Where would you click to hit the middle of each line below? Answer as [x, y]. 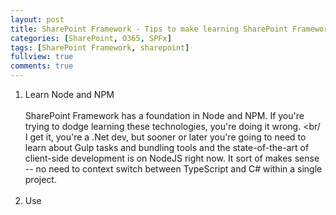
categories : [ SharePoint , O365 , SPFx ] [91, 38]
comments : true [42, 66]
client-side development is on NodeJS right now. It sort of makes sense [172, 158]
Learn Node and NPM [69, 94]
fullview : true [42, 57]
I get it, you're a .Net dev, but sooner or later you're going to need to [165, 137]
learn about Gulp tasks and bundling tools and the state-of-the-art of [167, 147]
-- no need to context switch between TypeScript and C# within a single [173, 169]
